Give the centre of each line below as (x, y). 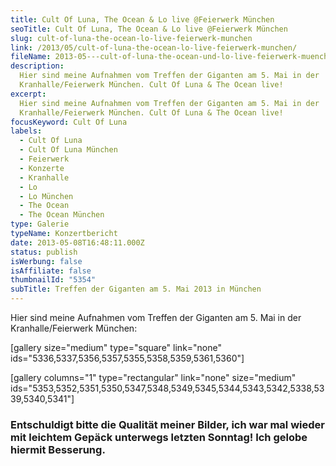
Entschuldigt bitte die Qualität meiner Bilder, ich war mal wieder (167, 424)
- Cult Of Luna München (68, 150)
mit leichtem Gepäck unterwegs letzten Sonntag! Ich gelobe (159, 437)
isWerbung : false (46, 261)
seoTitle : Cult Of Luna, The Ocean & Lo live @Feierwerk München (149, 29)
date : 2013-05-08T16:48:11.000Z (77, 242)
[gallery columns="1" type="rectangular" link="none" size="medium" (153, 377)
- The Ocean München (62, 215)
